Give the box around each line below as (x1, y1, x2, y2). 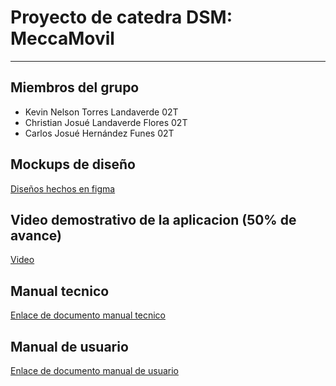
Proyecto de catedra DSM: (10, 6, 233, 29)
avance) (10, 227, 63, 244)
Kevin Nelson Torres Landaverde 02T (24, 106, 179, 118)
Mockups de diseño (10, 156, 136, 173)
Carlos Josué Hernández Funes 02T (24, 127, 175, 139)
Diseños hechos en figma (10, 182, 116, 195)
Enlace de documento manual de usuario (10, 365, 179, 376)
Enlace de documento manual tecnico (10, 309, 166, 321)
